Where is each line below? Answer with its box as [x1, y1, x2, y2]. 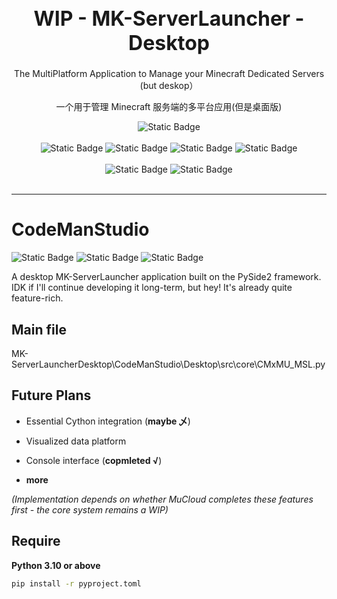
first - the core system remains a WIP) [11, 503, 169, 516]
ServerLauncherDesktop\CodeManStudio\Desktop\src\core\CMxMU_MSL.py [11, 358, 326, 370]
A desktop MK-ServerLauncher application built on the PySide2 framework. [11, 271, 322, 283]
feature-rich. [11, 292, 64, 304]
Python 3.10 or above [11, 559, 101, 571]
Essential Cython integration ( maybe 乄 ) [25, 415, 191, 427]
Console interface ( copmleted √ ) [25, 454, 163, 466]
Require [11, 533, 61, 550]
